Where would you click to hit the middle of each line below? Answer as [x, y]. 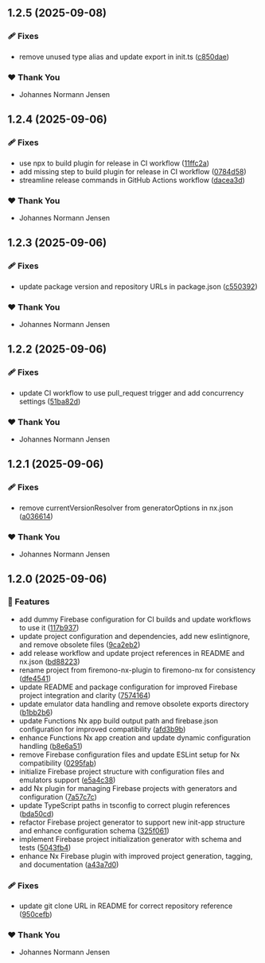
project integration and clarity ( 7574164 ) [85, 695]
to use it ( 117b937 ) [49, 627]
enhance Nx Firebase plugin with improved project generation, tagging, [136, 856]
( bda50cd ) [36, 813]
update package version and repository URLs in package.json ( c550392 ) [138, 287]
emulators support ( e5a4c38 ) [67, 780]
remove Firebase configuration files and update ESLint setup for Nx [129, 754]
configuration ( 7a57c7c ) [58, 797]
